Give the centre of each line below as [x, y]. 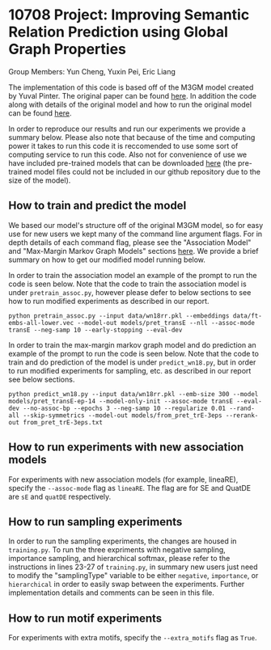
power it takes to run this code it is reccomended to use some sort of [123, 146]
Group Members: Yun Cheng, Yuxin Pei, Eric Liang [92, 71]
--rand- [242, 408]
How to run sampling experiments [95, 522]
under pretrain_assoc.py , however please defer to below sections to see [130, 292]
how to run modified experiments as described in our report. [109, 301]
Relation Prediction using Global [118, 32]
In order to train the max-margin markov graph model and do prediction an [132, 344]
